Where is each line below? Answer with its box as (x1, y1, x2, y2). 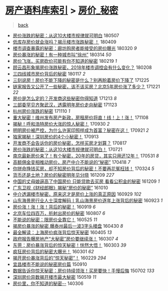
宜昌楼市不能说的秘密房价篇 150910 (12, 261, 87, 267)
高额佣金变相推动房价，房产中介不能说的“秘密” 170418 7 (12, 159, 131, 165)
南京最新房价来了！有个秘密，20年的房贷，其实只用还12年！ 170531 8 (12, 153, 159, 159)
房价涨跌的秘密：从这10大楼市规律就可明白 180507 (12, 32, 119, 38)
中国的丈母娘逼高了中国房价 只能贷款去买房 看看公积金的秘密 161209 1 (12, 178, 160, 184)
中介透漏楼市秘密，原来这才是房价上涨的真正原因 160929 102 (12, 191, 141, 197)
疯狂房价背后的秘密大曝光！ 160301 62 (12, 248, 94, 254)
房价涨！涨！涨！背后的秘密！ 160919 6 (12, 204, 96, 210)
